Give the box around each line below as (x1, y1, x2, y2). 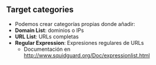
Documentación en (23, 45, 71, 53)
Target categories (6, 5, 74, 15)
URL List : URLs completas (14, 32, 79, 40)
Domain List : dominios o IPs (14, 27, 85, 34)
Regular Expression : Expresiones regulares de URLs (14, 39, 144, 46)
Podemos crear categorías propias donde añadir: (14, 20, 136, 27)
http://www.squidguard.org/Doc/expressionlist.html (23, 51, 150, 58)
